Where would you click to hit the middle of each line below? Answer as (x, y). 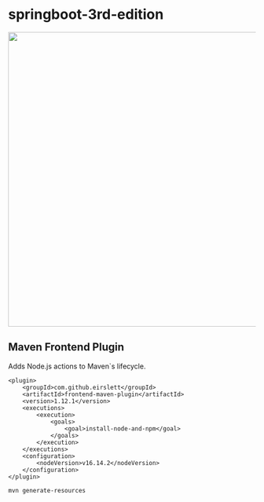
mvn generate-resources (47, 490)
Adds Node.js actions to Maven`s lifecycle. (77, 366)
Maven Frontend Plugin (66, 347)
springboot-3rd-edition (86, 15)
